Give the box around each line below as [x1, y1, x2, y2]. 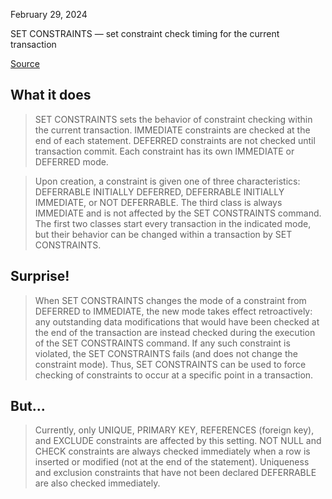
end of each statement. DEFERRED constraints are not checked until [34, 134, 316, 146]
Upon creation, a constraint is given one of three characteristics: [34, 175, 301, 187]
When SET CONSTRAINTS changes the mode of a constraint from [34, 294, 307, 306]
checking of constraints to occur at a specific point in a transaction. [34, 369, 314, 381]
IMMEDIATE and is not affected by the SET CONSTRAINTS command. [34, 207, 322, 219]
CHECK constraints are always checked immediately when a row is [34, 445, 311, 458]
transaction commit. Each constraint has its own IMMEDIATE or [34, 145, 295, 157]
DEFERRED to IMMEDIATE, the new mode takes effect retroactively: [34, 305, 313, 317]
